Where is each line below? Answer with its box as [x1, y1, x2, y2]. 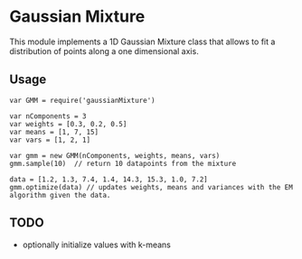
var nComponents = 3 [9, 111, 88, 121]
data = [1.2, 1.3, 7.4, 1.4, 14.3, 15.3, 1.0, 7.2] [9, 174, 208, 184]
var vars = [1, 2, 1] [9, 135, 91, 144]
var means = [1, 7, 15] [9, 127, 99, 136]
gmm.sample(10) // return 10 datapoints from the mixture [9, 159, 237, 168]
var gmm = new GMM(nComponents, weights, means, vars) [9, 151, 221, 160]
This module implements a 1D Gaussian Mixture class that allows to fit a [9, 36, 276, 47]
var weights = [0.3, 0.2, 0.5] [9, 119, 127, 128]
